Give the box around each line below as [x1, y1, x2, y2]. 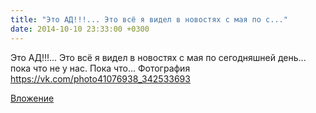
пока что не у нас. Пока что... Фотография [10, 62, 191, 74]
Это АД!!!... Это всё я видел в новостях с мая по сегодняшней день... [10, 51, 307, 63]
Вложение [10, 92, 55, 104]
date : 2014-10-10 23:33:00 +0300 [10, 24, 150, 34]
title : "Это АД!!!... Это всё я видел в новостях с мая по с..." [10, 14, 288, 25]
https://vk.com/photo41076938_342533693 [10, 72, 191, 85]
